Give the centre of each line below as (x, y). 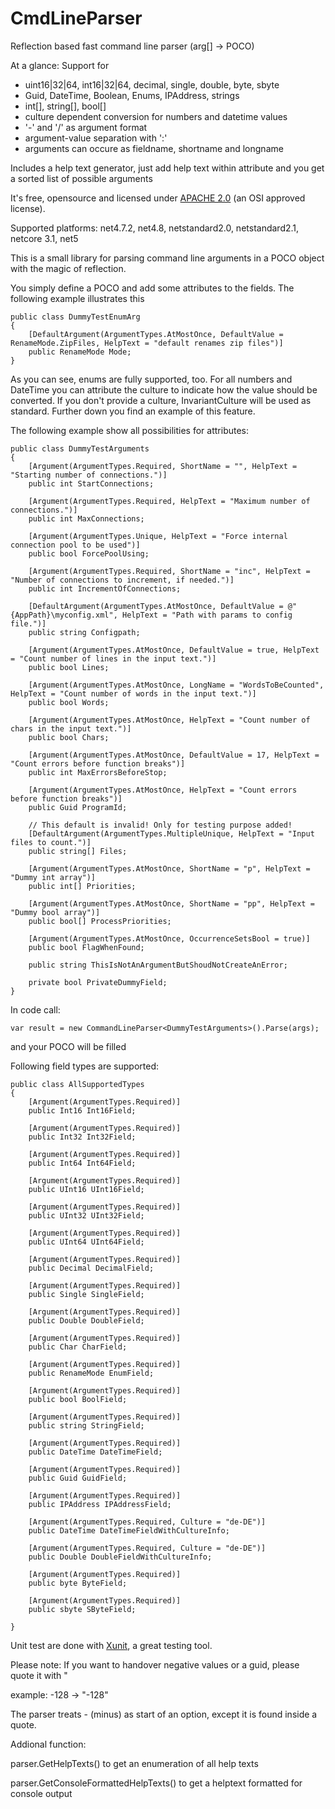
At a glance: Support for (60, 65)
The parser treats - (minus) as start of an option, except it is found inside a (164, 1714)
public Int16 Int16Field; (82, 1110)
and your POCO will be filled (68, 1046)
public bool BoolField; (78, 1399)
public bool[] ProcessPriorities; (100, 921)
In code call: (35, 1009)
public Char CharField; (78, 1347)
